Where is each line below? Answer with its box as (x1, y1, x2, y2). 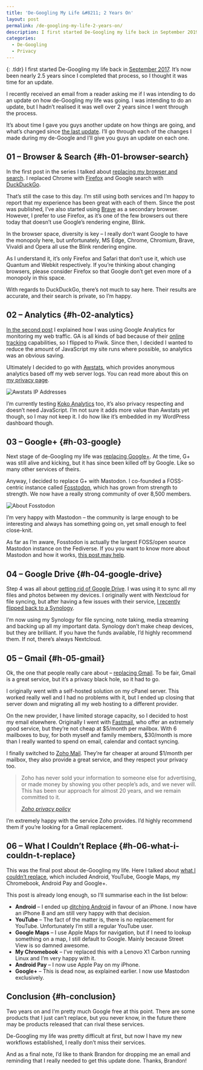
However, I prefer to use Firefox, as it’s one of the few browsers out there (6, 212, 188, 219)
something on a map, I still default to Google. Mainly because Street (14, 935, 184, 943)
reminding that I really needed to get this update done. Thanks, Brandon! (6, 1057, 187, 1064)
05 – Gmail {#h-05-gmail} (6, 653, 105, 664)
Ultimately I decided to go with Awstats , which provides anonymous (6, 363, 175, 371)
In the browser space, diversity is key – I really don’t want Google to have (6, 230, 188, 237)
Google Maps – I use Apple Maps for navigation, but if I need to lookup (14, 929, 192, 936)
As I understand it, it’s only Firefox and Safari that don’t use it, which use (6, 255, 186, 262)
